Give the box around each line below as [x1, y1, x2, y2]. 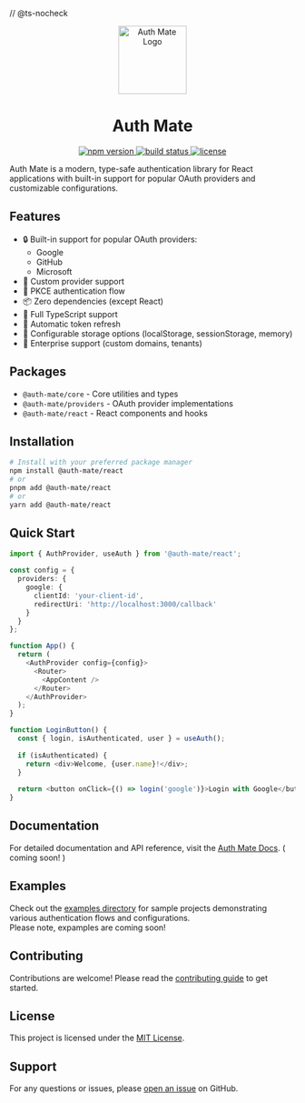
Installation [9, 434, 74, 449]
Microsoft [35, 266, 73, 276]
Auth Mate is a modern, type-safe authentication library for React [9, 163, 254, 174]
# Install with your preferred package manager [9, 458, 193, 467]
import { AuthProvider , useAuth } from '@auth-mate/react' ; [9, 549, 242, 558]
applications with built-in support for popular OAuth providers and [9, 173, 256, 184]
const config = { [9, 566, 75, 576]
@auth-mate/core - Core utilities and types [22, 388, 179, 399]
